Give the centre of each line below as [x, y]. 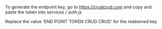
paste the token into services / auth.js [44, 12]
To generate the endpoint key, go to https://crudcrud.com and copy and [79, 7]
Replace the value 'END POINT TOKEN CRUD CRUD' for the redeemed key [81, 22]
